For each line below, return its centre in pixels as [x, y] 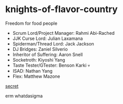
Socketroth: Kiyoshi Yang [39, 60]
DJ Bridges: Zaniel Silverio [40, 49]
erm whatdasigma [24, 96]
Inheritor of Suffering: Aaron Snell [48, 55]
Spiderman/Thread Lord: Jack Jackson [53, 43]
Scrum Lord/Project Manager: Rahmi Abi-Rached [64, 33]
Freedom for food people [31, 23]
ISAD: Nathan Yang [32, 71]
